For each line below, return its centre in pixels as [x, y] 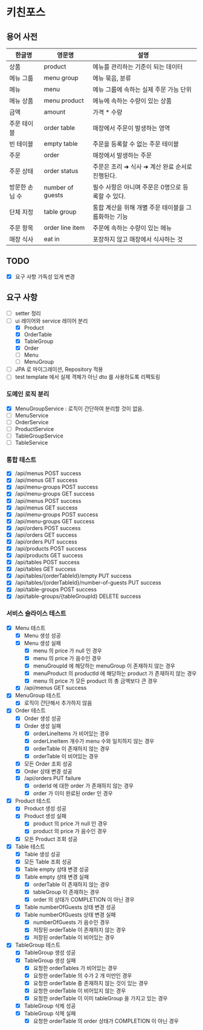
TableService [31, 442]
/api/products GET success [49, 556]
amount [55, 112]
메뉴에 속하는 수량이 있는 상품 [132, 101]
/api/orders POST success [48, 528]
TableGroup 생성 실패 [50, 960]
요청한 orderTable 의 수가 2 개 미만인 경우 [82, 976]
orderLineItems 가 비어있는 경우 [71, 733]
